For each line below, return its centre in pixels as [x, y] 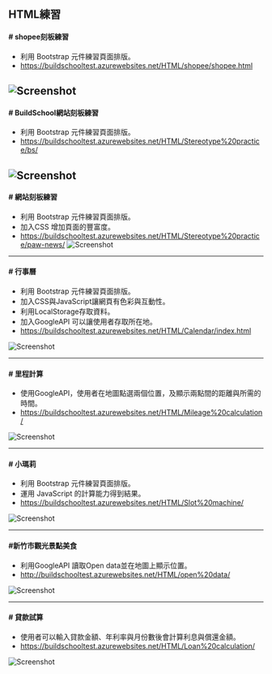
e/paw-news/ [42, 244]
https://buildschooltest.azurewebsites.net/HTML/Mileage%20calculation [141, 413]
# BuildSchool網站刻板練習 [53, 113]
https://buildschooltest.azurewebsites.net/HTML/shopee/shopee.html [136, 65]
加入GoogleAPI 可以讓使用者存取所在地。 [88, 321]
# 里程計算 [26, 373]
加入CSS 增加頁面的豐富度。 [67, 226]
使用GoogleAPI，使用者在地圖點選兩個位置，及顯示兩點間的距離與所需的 [140, 393]
